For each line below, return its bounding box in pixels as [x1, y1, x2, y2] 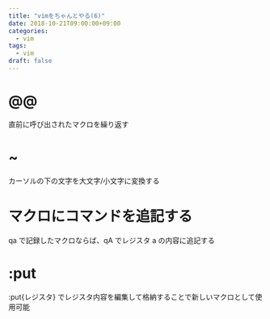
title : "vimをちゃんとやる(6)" [8, 11, 105, 20]
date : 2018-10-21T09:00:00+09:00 [8, 19, 121, 27]
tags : [8, 42, 27, 50]
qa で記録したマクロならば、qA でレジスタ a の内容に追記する [8, 235, 216, 245]
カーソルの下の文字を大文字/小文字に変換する [8, 175, 160, 186]
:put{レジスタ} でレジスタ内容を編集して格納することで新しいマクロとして [8, 292, 256, 301]
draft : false [8, 57, 53, 65]
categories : [8, 27, 49, 35]
